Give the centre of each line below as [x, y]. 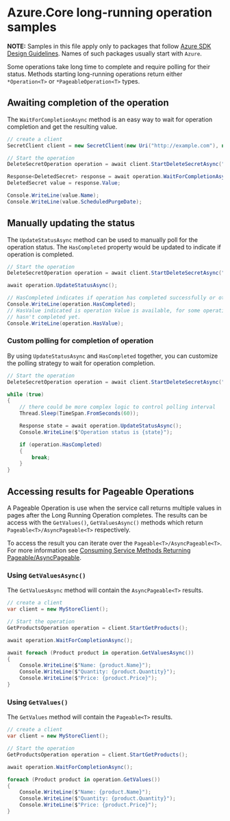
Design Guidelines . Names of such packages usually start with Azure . [104, 53]
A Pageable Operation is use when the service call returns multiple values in [114, 508]
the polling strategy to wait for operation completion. [81, 363]
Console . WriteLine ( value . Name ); [53, 195]
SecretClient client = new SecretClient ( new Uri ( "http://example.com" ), [113, 145]
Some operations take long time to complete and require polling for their [109, 66]
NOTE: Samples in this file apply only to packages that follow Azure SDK [109, 46]
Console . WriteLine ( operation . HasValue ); [66, 323]
